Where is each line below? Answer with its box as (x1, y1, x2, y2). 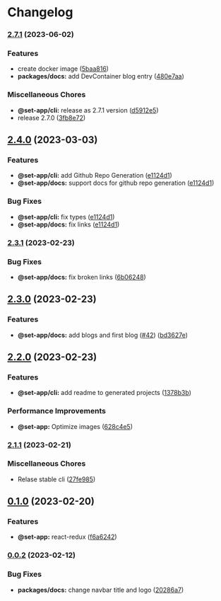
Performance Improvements (7, 406, 107, 416)
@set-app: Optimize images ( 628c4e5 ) (17, 422, 133, 430)
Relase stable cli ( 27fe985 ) (17, 475, 96, 483)
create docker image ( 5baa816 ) (17, 64, 109, 73)
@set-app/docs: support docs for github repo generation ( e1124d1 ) (17, 178, 215, 188)
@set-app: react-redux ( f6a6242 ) (17, 532, 118, 542)
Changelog (7, 4, 73, 21)
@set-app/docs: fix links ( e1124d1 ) (17, 220, 120, 229)
